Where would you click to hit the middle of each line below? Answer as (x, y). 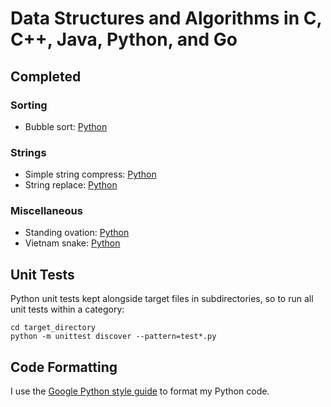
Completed (46, 76)
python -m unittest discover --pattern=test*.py (113, 337)
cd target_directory (53, 328)
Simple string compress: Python (90, 174)
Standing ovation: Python (77, 233)
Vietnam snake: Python (72, 243)
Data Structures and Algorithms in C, (166, 18)
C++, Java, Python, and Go (124, 39)
